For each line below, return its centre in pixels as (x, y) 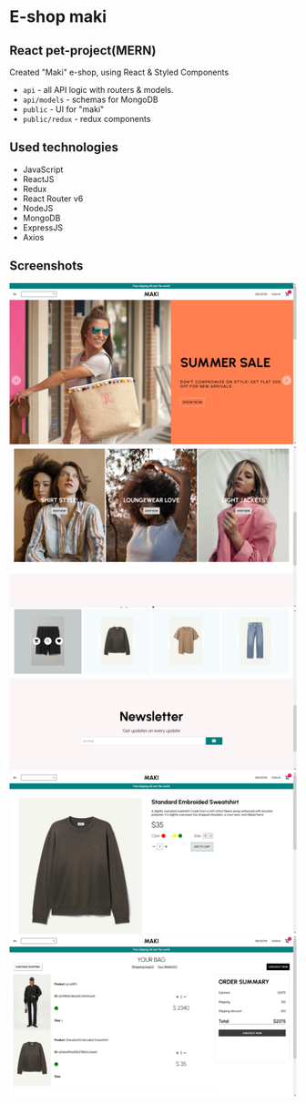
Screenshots (46, 266)
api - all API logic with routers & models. (98, 90)
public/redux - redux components (87, 119)
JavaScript (43, 169)
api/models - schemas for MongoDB (90, 99)
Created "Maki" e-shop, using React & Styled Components (119, 72)
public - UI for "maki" (63, 109)
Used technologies (64, 148)
